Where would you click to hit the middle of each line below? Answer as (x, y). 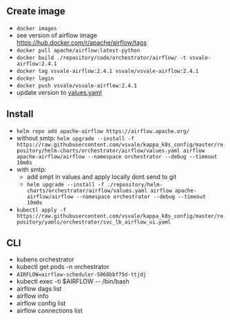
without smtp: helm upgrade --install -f (75, 138)
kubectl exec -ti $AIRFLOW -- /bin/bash (73, 281)
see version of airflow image (57, 35)
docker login (35, 78)
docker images (36, 28)
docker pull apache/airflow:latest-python (78, 50)
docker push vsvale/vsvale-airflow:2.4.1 (76, 85)
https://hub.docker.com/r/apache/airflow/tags (82, 42)
